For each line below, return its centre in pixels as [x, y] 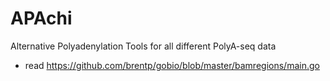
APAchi [41, 18]
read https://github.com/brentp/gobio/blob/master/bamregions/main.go [172, 65]
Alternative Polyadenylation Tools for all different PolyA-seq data [143, 46]
